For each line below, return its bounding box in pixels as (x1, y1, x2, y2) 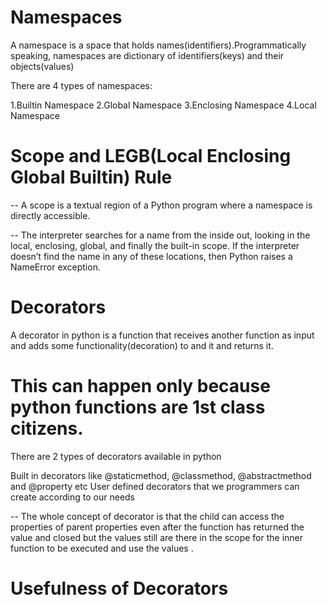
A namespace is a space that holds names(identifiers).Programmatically (10, 39, 307, 51)
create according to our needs (10, 491, 136, 503)
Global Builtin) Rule (10, 166, 173, 189)
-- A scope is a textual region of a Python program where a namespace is (10, 199, 313, 211)
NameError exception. (10, 261, 101, 273)
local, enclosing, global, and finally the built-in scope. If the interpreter (10, 239, 300, 251)
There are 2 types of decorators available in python (10, 450, 222, 462)
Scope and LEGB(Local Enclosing (10, 145, 292, 168)
